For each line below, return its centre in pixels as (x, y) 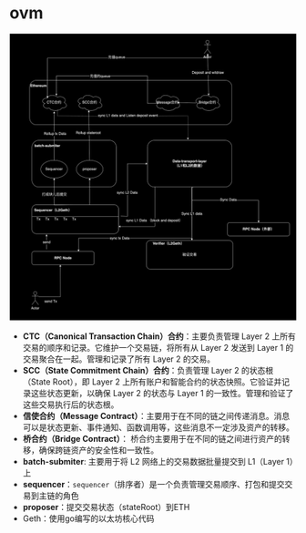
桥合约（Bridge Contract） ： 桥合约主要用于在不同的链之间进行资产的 (152, 438)
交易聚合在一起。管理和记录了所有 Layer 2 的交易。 (119, 359)
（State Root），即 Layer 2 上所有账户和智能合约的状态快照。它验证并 (152, 382)
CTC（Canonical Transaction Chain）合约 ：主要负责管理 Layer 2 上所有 (159, 336)
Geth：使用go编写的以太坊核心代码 (88, 518)
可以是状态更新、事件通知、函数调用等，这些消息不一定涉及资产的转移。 (158, 427)
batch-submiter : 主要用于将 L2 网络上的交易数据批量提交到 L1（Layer (153, 461)
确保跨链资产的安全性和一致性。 (99, 450)
